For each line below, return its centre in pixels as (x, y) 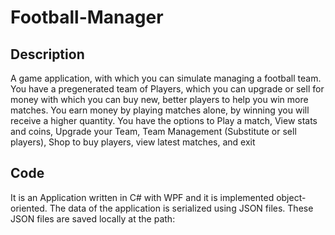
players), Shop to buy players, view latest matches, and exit (133, 142)
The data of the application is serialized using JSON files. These (181, 208)
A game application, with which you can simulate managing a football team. (166, 78)
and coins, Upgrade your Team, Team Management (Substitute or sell (153, 131)
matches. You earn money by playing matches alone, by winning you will (160, 110)
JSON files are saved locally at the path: (93, 218)
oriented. (29, 208)
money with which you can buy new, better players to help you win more (159, 99)
